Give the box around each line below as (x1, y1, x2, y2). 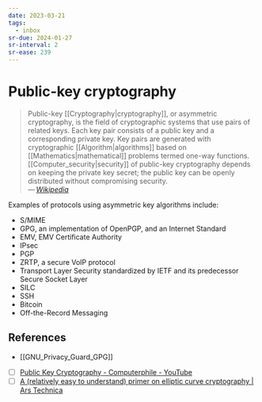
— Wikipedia (27, 184, 69, 194)
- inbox (15, 26, 41, 34)
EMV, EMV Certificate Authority (19, 232, 123, 242)
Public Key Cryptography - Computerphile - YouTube (19, 367, 192, 377)
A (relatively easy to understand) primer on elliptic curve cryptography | (19, 376, 254, 385)
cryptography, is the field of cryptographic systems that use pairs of (27, 117, 251, 127)
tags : (8, 19, 26, 27)
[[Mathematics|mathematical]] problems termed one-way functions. (27, 151, 250, 160)
